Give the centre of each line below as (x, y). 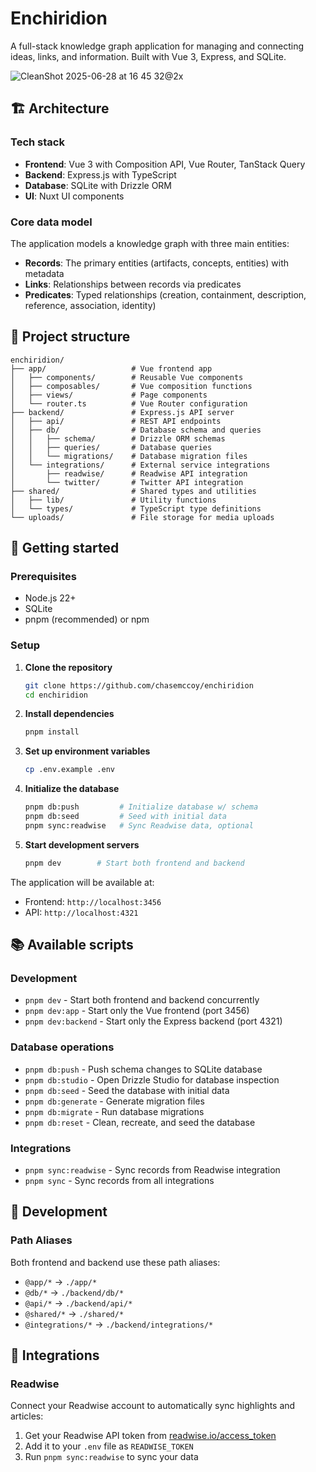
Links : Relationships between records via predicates (133, 284)
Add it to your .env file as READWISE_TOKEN (109, 1446)
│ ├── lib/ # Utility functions (113, 500)
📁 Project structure (70, 337)
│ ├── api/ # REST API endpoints (116, 421)
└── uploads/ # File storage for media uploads (142, 517)
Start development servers (82, 844)
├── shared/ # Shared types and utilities (133, 491)
